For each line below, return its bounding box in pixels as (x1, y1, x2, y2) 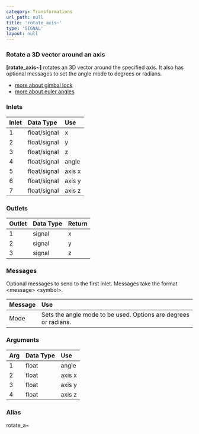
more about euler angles (14, 88, 75, 95)
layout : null (6, 31, 38, 37)
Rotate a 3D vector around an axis (6, 51, 105, 59)
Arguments (6, 336, 40, 344)
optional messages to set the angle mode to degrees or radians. (6, 70, 162, 77)
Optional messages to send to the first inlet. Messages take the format (6, 280, 178, 287)
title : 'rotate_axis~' (6, 20, 62, 26)
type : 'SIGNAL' (6, 25, 44, 32)
